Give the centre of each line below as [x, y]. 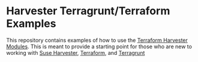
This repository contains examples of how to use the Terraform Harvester [97, 40]
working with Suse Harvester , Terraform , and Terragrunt [76, 52]
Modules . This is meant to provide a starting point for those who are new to [99, 46]
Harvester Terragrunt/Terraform [88, 11]
